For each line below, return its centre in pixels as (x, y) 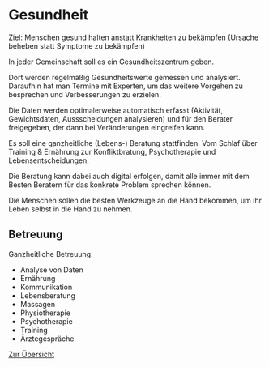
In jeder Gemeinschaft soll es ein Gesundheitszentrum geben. (111, 62)
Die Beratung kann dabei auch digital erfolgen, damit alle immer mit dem (129, 176)
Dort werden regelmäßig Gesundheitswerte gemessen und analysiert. (124, 77)
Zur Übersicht (32, 354)
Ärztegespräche (47, 339)
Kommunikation (46, 287)
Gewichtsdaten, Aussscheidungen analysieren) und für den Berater (121, 118)
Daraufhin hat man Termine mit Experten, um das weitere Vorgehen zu (126, 86)
